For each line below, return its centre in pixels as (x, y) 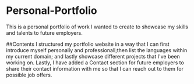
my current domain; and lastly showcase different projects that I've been (93, 56)
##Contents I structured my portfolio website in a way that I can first (88, 44)
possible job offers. (29, 75)
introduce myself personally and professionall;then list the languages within (97, 50)
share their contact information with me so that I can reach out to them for (95, 68)
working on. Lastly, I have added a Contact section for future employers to (95, 63)
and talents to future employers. (44, 32)
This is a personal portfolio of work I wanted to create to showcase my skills (97, 27)
